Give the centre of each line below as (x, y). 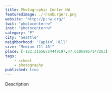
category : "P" (20, 33)
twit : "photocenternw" (29, 24)
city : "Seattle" (22, 38)
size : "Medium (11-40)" (30, 47)
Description (17, 84)
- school (23, 61)
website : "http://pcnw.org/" (35, 19)
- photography (29, 65)
